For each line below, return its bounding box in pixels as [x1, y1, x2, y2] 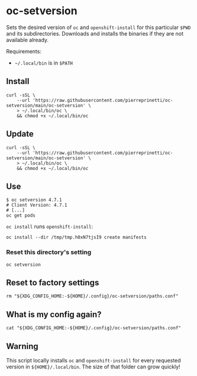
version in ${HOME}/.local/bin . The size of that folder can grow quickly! [6, 363, 180, 371]
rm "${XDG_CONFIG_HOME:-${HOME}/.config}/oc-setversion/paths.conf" [6, 293, 179, 300]
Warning [6, 341, 38, 351]
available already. [6, 36, 49, 43]
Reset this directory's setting [6, 248, 92, 256]
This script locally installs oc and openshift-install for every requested [6, 357, 182, 364]
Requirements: [6, 47, 41, 54]
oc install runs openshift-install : [6, 223, 93, 230]
